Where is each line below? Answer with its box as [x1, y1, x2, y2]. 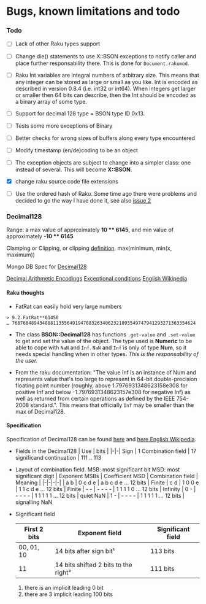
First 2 [24, 525, 44, 533]
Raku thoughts [6, 289, 45, 296]
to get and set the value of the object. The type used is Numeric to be [15, 337, 193, 344]
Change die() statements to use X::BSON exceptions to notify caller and [15, 52, 196, 60]
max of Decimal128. [15, 408, 66, 415]
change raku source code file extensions [15, 177, 118, 185]
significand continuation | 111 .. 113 [15, 454, 102, 461]
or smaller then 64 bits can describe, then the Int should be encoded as [15, 91, 196, 99]
